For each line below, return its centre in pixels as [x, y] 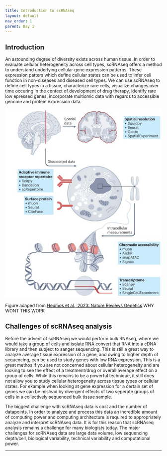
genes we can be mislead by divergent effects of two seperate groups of [80, 391]
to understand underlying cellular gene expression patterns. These [74, 70]
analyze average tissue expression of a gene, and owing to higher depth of [82, 354]
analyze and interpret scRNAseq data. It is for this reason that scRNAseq [80, 422]
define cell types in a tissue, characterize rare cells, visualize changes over [82, 86]
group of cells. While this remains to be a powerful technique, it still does [80, 375]
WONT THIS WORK [25, 311]
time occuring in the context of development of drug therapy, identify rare [81, 91]
